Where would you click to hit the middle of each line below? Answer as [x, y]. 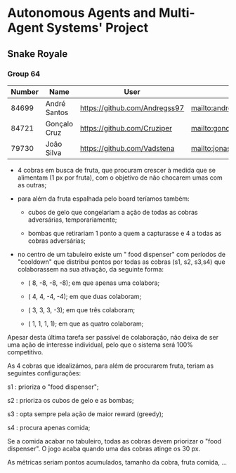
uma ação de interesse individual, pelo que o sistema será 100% [100, 345]
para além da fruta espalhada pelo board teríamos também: [103, 199]
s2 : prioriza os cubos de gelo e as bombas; [71, 400]
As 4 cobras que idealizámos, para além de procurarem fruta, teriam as [111, 366]
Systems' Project [97, 28]
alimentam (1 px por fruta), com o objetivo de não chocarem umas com [120, 178]
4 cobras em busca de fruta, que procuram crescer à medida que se [117, 170]
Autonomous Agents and [82, 13]
